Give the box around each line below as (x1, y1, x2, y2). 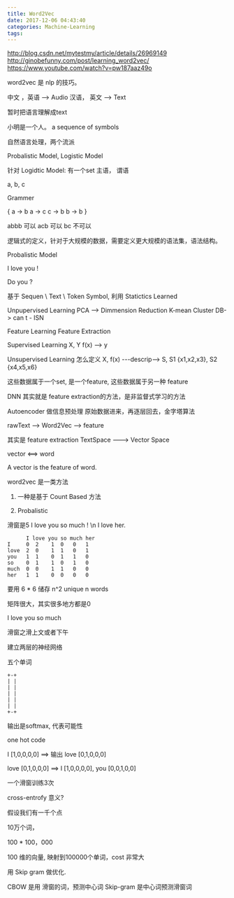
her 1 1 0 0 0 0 (7, 572, 89, 579)
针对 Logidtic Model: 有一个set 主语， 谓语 (7, 166, 129, 175)
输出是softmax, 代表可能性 (7, 722, 83, 730)
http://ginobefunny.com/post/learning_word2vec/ (7, 57, 149, 65)
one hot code (7, 736, 46, 744)
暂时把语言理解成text (7, 108, 68, 116)
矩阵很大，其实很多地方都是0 (7, 600, 91, 608)
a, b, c (7, 180, 26, 189)
